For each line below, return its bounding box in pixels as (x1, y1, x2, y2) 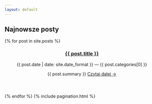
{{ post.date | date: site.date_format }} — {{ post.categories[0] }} (16, 62, 148, 67)
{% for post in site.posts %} (4, 38, 61, 44)
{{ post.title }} (65, 50, 99, 57)
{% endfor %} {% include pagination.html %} (4, 93, 96, 99)
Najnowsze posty (4, 25, 59, 34)
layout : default (4, 7, 38, 12)
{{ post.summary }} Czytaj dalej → (47, 71, 117, 77)
